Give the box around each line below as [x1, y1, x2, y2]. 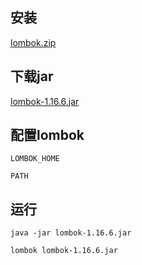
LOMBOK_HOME [10, 154, 60, 164]
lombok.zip [10, 36, 57, 48]
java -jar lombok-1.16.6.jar [10, 228, 132, 238]
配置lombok [10, 127, 85, 144]
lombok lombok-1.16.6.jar [10, 246, 118, 256]
